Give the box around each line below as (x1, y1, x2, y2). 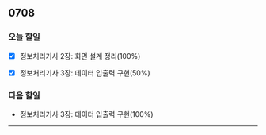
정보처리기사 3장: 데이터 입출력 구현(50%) (19, 67, 150, 78)
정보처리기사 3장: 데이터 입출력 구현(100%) (19, 110, 154, 119)
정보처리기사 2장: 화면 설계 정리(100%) (19, 51, 141, 60)
